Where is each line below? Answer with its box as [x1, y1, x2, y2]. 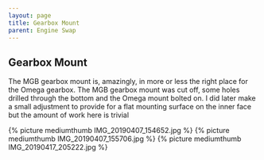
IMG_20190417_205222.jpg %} [8, 143, 108, 152]
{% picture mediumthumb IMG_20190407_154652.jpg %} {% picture [8, 126, 230, 135]
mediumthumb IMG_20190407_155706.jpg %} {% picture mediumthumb [8, 134, 242, 143]
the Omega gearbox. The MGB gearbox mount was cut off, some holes [8, 85, 240, 95]
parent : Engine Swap [8, 26, 77, 34]
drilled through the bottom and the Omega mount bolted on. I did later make [8, 93, 256, 103]
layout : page [8, 11, 52, 20]
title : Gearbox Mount [8, 19, 80, 27]
